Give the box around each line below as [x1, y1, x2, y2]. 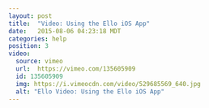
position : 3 [8, 42, 49, 50]
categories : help [8, 34, 67, 43]
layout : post [8, 11, 53, 20]
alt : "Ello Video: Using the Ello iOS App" [15, 87, 164, 96]
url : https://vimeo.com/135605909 [15, 65, 136, 73]
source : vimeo [15, 58, 63, 66]
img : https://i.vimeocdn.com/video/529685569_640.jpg [15, 80, 201, 88]
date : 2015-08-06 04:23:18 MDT [8, 27, 122, 35]
